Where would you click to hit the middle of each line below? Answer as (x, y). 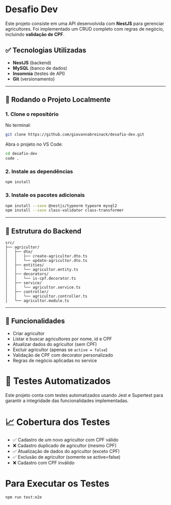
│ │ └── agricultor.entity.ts (42, 270)
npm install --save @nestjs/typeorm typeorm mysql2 (61, 206)
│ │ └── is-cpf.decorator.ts (41, 279)
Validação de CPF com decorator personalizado (63, 355)
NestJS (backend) (32, 63)
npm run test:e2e (24, 497)
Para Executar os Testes (57, 483)
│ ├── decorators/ (27, 274)
